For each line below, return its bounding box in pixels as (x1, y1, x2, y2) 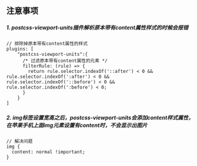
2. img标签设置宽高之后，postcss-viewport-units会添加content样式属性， (6, 114, 194, 121)
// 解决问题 (6, 139, 33, 145)
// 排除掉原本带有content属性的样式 (6, 41, 88, 47)
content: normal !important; (12, 149, 85, 155)
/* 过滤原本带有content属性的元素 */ (22, 58, 108, 64)
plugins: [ (6, 46, 34, 52)
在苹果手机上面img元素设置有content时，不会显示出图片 (6, 121, 148, 129)
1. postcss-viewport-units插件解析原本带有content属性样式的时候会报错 (6, 24, 189, 31)
